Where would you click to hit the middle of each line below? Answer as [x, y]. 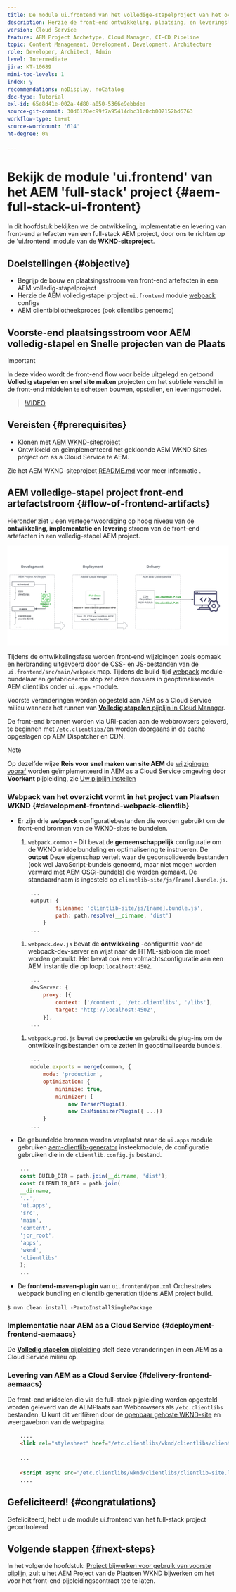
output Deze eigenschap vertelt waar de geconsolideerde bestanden [128, 857]
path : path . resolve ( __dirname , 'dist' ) [113, 915]
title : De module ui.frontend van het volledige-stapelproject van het [114, 15]
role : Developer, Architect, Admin [59, 52]
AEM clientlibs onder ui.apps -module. [63, 686]
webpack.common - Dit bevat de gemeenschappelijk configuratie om [125, 841]
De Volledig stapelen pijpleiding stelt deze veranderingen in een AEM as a [115, 1350]
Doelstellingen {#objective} [69, 263]
